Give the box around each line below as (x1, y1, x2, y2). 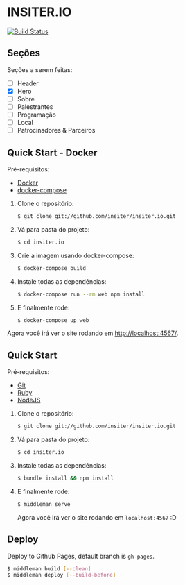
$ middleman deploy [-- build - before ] (7, 572, 116, 579)
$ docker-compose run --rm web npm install (17, 291, 146, 298)
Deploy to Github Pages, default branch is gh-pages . (7, 552, 155, 560)
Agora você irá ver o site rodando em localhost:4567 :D (17, 513, 177, 521)
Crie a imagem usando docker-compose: (17, 251, 134, 260)
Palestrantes (17, 102, 53, 111)
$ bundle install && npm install (17, 475, 114, 482)
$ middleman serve (17, 500, 71, 507)
